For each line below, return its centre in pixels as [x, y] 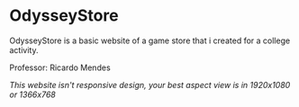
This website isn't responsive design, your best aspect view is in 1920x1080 [150, 85]
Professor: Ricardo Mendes [60, 67]
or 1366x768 [32, 94]
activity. [24, 49]
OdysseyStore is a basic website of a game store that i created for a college [150, 40]
